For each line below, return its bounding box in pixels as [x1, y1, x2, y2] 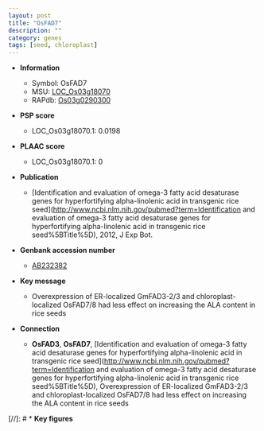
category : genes [8, 33, 62, 42]
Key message [19, 276, 66, 286]
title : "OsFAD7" [8, 19, 62, 27]
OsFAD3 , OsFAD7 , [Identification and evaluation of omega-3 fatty [31, 340, 248, 349]
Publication [19, 173, 59, 182]
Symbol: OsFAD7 [31, 79, 87, 88]
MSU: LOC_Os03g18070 [31, 87, 111, 96]
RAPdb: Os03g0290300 [31, 95, 111, 105]
